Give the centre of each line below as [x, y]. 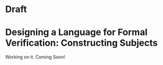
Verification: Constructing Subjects [81, 43]
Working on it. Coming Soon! [35, 57]
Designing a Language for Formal [76, 32]
